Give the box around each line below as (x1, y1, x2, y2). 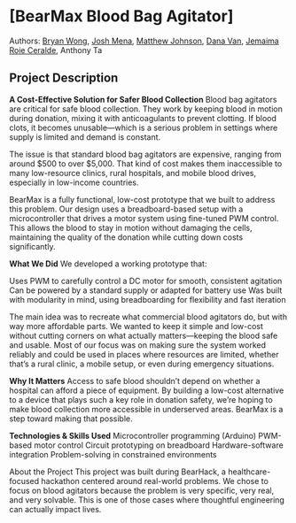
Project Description (9, 71, 119, 86)
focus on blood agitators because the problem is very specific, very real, (9, 485, 275, 496)
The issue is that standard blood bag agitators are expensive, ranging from (9, 149, 282, 159)
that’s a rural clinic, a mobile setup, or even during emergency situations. (9, 358, 275, 369)
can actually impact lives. (9, 504, 102, 514)
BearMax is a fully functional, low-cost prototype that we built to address (9, 194, 276, 204)
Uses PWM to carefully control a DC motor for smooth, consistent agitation (9, 275, 283, 286)
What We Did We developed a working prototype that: (9, 258, 207, 269)
